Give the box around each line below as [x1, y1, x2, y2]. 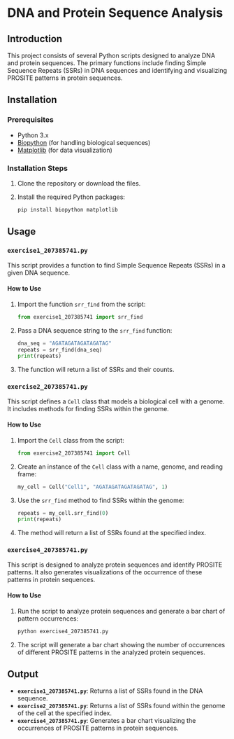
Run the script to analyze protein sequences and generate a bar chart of [17, 607, 226, 615]
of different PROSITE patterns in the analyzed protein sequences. [17, 648, 206, 656]
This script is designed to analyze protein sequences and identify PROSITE [7, 560, 223, 569]
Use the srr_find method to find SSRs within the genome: [17, 496, 184, 504]
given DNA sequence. [7, 268, 71, 277]
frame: [17, 469, 37, 478]
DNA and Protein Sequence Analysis [7, 5, 224, 21]
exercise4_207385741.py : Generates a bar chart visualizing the [17, 717, 196, 725]
